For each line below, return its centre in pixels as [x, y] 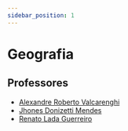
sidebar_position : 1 [41, 15]
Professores [38, 83]
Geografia [41, 54]
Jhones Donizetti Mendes [60, 110]
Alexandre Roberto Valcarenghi [69, 102]
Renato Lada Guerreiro [55, 118]
